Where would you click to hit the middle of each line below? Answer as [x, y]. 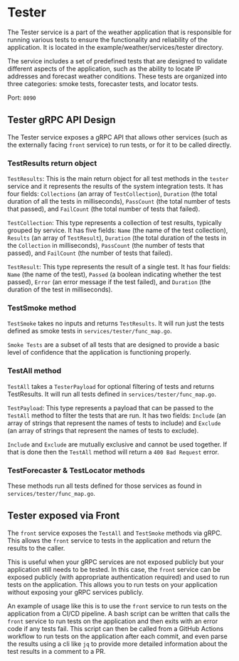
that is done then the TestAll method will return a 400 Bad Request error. [113, 452]
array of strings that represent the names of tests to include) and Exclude [114, 423]
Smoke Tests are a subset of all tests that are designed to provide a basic [113, 345]
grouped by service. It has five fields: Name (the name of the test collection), [118, 230]
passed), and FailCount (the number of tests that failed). [90, 253]
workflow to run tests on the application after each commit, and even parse [117, 636]
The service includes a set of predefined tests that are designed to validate [117, 61]
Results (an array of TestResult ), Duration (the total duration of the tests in [117, 238]
